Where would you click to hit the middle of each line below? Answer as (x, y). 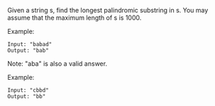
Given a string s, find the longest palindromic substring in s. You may (108, 10)
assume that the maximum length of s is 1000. (75, 18)
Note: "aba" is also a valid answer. (57, 64)
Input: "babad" (30, 45)
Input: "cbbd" (28, 90)
